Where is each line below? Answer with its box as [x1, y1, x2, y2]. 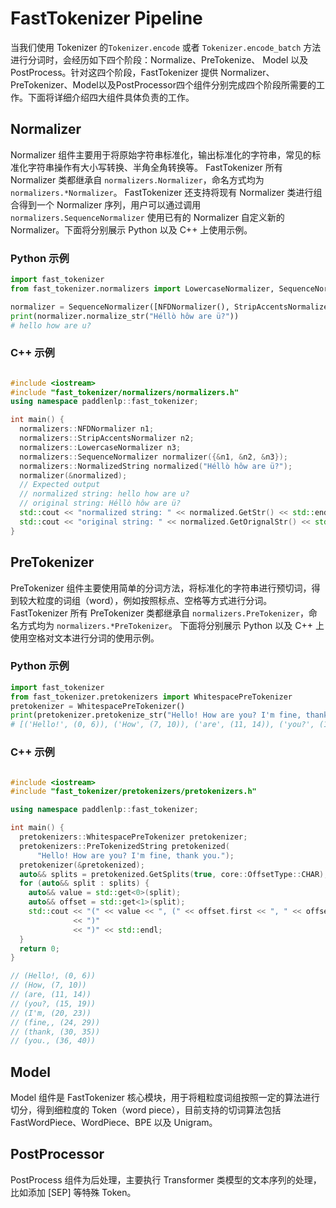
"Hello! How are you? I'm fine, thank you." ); [36, 850, 235, 861]
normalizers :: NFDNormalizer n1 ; [19, 424, 155, 434]
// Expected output [19, 480, 101, 490]
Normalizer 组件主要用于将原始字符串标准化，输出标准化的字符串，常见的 [10, 148, 313, 161]
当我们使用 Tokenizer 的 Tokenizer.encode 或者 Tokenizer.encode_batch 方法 [10, 41, 322, 53]
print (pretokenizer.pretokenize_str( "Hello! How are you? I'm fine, [10, 710, 302, 721]
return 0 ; [19, 943, 60, 954]
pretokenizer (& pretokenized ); [19, 860, 145, 870]
